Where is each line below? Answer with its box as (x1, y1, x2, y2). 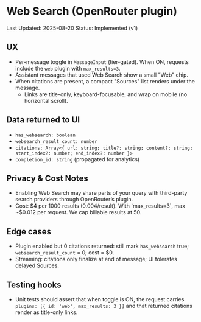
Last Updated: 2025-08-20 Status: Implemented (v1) (6, 24, 138, 32)
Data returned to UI (6, 114, 80, 125)
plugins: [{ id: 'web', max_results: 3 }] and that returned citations (15, 303, 193, 309)
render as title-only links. (15, 309, 78, 316)
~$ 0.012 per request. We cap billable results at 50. (15, 209, 142, 216)
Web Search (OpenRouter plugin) (6, 4, 178, 18)
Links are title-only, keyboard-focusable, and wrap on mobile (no (24, 90, 188, 98)
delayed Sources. (15, 262, 60, 269)
